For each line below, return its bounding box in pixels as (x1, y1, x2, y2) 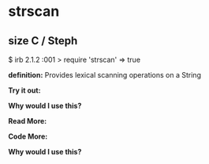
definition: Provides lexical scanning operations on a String (8, 71, 201, 79)
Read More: (8, 116, 47, 125)
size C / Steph (8, 34, 78, 48)
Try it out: (8, 86, 41, 95)
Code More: (8, 132, 48, 141)
